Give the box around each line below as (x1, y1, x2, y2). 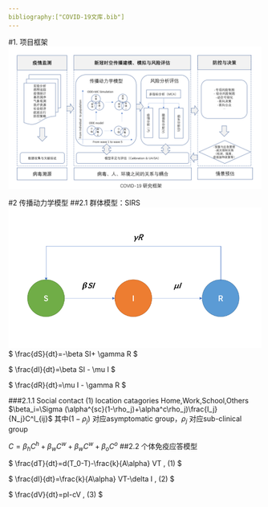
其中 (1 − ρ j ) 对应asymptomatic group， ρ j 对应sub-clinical (54, 414, 242, 425)
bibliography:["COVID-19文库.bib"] (8, 13, 125, 21)
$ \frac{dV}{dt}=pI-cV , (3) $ (8, 490, 104, 500)
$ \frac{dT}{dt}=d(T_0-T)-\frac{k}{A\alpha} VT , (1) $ (8, 459, 182, 468)
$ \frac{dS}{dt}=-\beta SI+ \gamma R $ (8, 350, 138, 359)
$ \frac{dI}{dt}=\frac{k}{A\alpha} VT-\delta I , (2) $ (8, 474, 175, 484)
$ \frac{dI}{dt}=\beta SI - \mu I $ (8, 365, 116, 374)
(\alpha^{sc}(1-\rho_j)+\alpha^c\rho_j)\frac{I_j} (63, 404, 218, 414)
